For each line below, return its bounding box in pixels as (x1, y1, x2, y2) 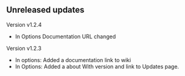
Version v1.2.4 (6, 21, 42, 28)
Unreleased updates (6, 5, 85, 15)
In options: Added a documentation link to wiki (15, 56, 132, 63)
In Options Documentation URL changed (15, 33, 116, 40)
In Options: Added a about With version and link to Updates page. (15, 63, 180, 70)
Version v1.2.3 (6, 44, 42, 52)
